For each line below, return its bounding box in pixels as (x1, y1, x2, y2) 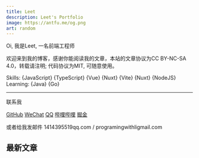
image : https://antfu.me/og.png (6, 20, 86, 26)
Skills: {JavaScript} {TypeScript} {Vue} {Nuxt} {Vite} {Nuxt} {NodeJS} (6, 74, 176, 81)
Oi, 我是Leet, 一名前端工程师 (6, 42, 75, 49)
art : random (6, 25, 36, 31)
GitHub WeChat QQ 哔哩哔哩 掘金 (6, 111, 88, 118)
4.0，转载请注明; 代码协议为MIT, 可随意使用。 (6, 62, 118, 69)
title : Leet (6, 8, 36, 15)
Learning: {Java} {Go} (6, 81, 60, 88)
